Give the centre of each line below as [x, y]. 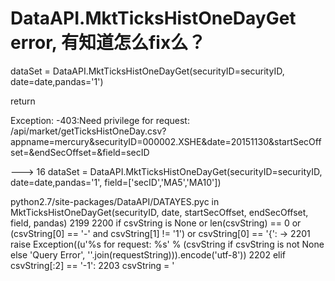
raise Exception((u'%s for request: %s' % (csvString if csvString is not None [167, 244]
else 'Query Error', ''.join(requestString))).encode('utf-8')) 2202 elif [148, 254]
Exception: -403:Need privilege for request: [100, 120]
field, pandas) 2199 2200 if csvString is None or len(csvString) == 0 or [156, 223]
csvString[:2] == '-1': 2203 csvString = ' [92, 265]
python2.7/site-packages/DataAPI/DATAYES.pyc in [115, 201]
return [23, 101]
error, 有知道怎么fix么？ [108, 43]
